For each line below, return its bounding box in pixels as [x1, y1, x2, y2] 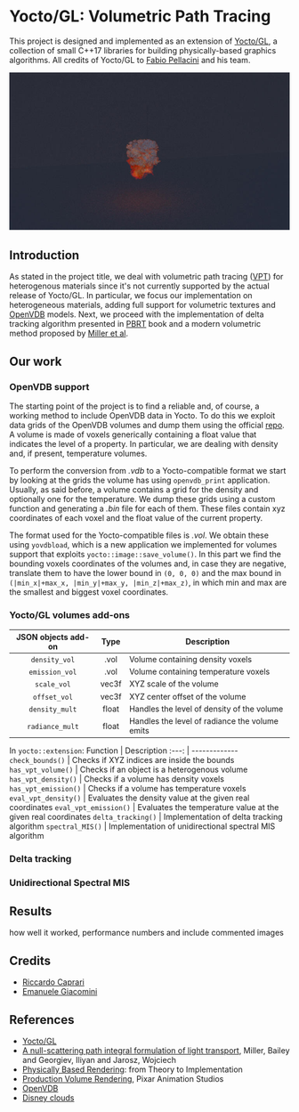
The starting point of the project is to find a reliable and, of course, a [9, 401, 260, 411]
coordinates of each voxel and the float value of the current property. [9, 512, 263, 523]
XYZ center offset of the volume [128, 691, 246, 702]
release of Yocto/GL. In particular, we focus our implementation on [9, 290, 253, 301]
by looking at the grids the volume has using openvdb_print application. [9, 475, 271, 485]
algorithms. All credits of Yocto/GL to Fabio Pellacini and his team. [9, 54, 251, 65]
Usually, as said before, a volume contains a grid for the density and [9, 483, 259, 495]
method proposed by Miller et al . [9, 328, 129, 339]
